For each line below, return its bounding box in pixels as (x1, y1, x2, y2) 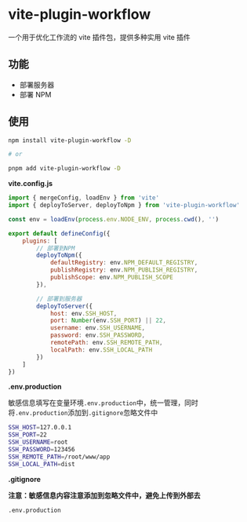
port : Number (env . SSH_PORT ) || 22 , (49, 316, 167, 325)
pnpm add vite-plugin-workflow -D (8, 165, 122, 173)
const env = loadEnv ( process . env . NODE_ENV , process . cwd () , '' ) (8, 215, 220, 223)
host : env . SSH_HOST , (49, 309, 118, 317)
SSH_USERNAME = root (8, 438, 68, 447)
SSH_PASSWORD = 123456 (8, 446, 76, 454)
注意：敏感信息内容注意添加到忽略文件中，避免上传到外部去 (8, 491, 201, 500)
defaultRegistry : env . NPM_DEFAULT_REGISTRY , (49, 259, 198, 267)
